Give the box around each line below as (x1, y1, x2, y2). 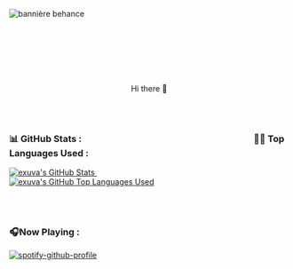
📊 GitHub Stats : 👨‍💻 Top (9, 132, 285, 145)
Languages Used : (9, 146, 89, 159)
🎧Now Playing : (9, 226, 80, 239)
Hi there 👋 (131, 83, 168, 93)
